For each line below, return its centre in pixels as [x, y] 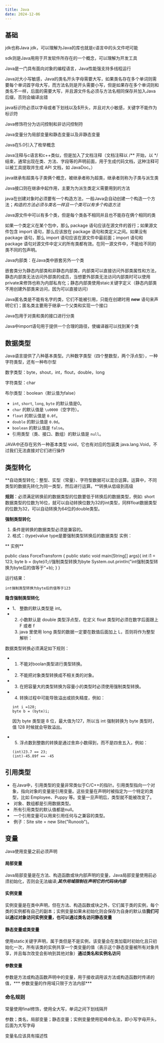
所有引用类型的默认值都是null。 [45, 809]
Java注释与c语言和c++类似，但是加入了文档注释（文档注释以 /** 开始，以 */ [82, 155]
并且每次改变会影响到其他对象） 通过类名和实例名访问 [67, 954]
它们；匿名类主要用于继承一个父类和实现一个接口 [58, 305]
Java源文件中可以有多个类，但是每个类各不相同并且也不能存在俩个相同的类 [81, 215]
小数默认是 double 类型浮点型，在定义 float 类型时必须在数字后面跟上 [89, 619]
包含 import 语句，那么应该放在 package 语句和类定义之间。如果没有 [78, 232]
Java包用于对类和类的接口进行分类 [40, 316]
